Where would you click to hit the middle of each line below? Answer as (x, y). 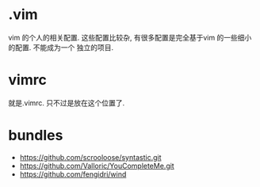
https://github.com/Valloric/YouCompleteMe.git (97, 166)
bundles (36, 135)
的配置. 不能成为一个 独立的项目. (61, 47)
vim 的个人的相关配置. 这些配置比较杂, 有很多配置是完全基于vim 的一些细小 (130, 37)
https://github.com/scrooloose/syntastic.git (90, 157)
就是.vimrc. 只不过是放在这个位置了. (67, 103)
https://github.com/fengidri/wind (73, 174)
